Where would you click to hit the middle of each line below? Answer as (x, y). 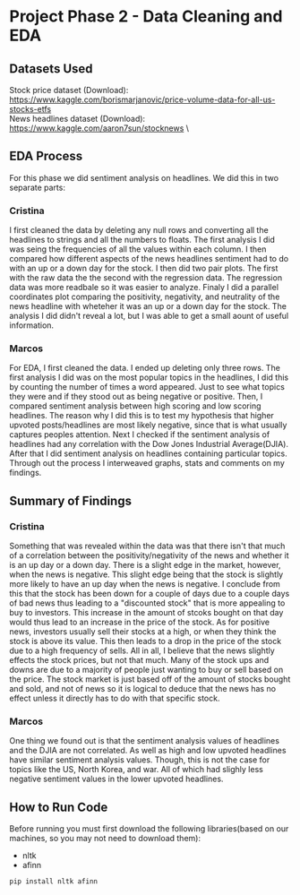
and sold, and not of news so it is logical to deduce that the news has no (142, 689)
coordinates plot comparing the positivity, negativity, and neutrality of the (145, 297)
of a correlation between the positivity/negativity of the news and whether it (149, 555)
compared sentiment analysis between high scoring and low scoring (135, 406)
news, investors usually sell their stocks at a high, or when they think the (143, 632)
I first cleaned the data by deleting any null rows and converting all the (139, 230)
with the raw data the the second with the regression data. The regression (146, 278)
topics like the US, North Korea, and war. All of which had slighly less (137, 770)
